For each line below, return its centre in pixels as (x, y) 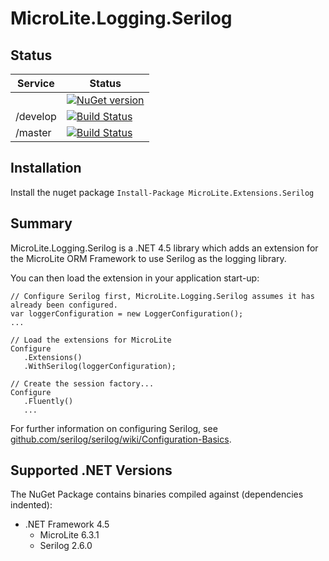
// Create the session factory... (82, 383)
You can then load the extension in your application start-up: (135, 278)
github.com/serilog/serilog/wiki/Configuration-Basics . (121, 439)
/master (33, 132)
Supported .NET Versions (91, 470)
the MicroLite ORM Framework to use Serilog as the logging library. (148, 258)
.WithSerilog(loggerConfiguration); (100, 366)
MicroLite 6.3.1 (69, 535)
